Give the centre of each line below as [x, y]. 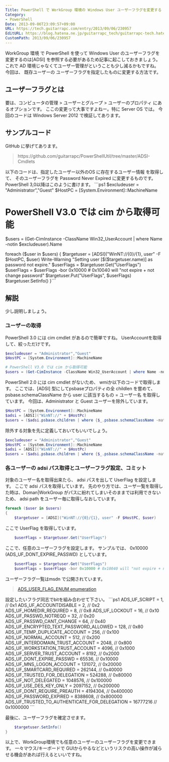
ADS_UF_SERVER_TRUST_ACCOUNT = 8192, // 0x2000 [62, 653]
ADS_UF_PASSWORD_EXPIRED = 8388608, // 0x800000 [64, 696]
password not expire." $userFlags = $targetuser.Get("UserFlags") [73, 265]
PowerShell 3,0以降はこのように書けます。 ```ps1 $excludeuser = [72, 184]
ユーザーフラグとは [35, 90]
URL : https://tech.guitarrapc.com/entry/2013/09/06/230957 [68, 29]
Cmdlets [26, 161]
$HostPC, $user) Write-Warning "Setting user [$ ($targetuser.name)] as [79, 259]
